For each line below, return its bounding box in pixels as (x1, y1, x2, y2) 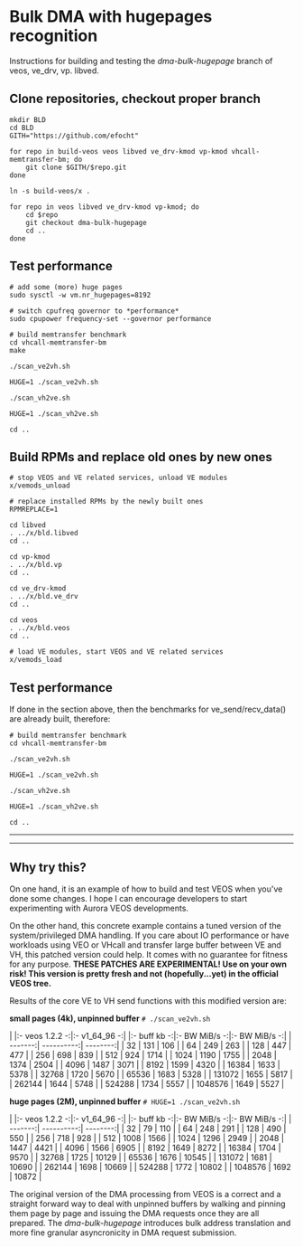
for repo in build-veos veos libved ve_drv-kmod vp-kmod (9, 146, 228, 156)
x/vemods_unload (9, 481, 70, 490)
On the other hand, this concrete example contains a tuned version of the (9, 921, 281, 931)
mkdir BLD (9, 115, 47, 124)
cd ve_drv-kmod (9, 584, 67, 593)
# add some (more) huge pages (9, 282, 124, 291)
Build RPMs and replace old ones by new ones (9, 449, 273, 465)
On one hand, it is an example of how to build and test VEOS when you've (9, 883, 283, 894)
